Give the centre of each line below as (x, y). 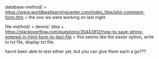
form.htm (14, 17)
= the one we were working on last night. (66, 17)
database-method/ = (26, 7)
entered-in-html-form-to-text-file (39, 37)
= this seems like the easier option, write (113, 37)
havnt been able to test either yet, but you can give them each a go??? (76, 51)
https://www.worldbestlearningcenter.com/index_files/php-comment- (75, 12)
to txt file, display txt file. (30, 42)
